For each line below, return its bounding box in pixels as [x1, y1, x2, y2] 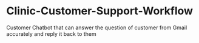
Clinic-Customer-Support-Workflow [6, 4, 193, 18]
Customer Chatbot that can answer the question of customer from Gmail [6, 24, 187, 31]
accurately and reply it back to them [6, 30, 96, 37]
